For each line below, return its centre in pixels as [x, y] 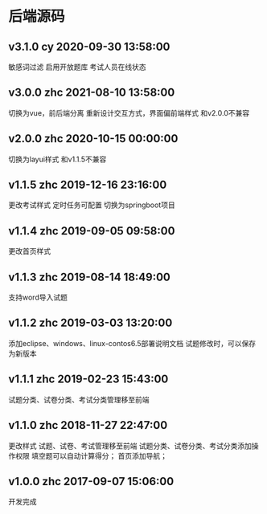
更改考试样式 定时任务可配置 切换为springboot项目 [92, 205]
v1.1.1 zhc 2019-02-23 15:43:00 [88, 379]
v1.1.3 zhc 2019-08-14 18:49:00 [90, 277]
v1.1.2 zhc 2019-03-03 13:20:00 [90, 323]
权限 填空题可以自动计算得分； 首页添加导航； [91, 455]
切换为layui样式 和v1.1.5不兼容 [58, 159]
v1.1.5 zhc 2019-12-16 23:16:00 [88, 185]
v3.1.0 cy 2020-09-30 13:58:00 [89, 46]
